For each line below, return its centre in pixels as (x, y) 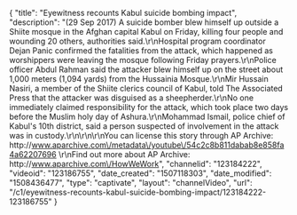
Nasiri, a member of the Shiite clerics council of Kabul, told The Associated (146, 88)
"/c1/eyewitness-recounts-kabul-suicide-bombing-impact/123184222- (138, 192)
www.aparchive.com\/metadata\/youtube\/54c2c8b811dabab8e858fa (158, 145)
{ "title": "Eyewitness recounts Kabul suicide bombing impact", (123, 13)
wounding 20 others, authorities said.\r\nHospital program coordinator (137, 41)
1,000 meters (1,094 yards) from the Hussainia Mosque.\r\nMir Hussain (139, 79)
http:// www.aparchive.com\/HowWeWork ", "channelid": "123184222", (136, 164)
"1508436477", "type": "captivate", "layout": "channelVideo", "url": (131, 183)
